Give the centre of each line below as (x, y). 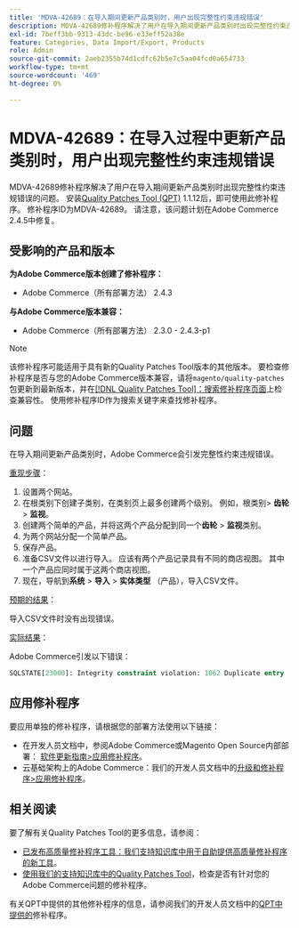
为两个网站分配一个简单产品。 (77, 537)
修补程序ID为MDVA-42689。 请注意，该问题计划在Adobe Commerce (152, 209)
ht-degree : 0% (36, 84)
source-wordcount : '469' (55, 76)
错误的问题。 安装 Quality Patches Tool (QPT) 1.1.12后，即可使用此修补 (144, 198)
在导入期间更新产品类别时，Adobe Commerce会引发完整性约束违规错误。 (144, 454)
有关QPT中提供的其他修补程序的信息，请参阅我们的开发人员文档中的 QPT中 (146, 903)
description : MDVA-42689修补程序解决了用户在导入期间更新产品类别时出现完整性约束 (148, 26)
